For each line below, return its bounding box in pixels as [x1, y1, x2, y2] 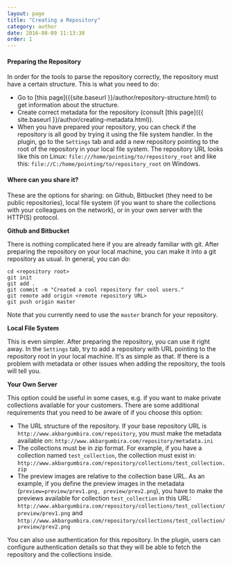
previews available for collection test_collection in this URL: [17, 494, 192, 502]
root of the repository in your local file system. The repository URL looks [17, 145, 224, 153]
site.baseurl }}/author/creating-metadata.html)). [17, 116, 154, 124]
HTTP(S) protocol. [7, 213, 60, 222]
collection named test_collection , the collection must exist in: [17, 451, 196, 459]
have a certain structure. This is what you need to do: [7, 80, 159, 89]
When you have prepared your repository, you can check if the [17, 123, 197, 132]
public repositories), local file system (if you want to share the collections [7, 198, 216, 206]
